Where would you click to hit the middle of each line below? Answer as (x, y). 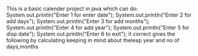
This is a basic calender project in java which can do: (72, 9)
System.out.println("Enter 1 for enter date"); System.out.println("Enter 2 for (99, 15)
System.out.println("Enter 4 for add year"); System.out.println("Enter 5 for (98, 27)
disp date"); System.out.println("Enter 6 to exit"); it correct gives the (91, 34)
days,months (22, 46)
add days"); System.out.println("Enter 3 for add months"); (78, 21)
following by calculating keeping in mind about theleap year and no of (93, 40)
